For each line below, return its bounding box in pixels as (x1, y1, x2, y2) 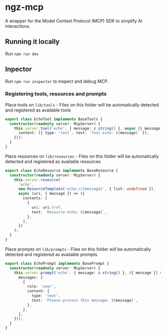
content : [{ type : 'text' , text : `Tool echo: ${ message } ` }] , (18, 130, 149, 135)
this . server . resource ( (14, 177, 61, 182)
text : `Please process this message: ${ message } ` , (31, 298, 138, 303)
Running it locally (5, 38, 60, 46)
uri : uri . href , (31, 205, 63, 210)
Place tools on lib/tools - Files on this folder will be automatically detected (5, 102, 159, 108)
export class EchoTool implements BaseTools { (5, 116, 103, 121)
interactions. (5, 23, 31, 29)
